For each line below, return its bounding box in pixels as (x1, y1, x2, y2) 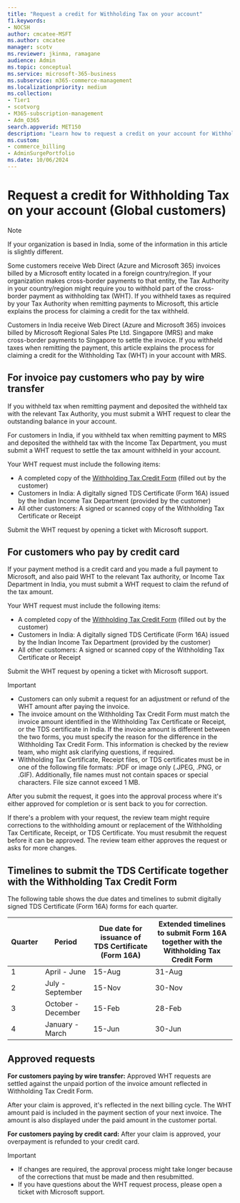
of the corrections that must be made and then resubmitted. (17, 1172, 194, 1182)
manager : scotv (7, 44, 53, 51)
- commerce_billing (7, 144, 66, 151)
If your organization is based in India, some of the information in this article (7, 240, 228, 248)
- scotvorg (7, 104, 40, 111)
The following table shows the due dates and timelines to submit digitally (7, 895, 221, 903)
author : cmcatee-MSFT (7, 30, 72, 38)
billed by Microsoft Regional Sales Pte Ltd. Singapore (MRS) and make (7, 328, 214, 336)
